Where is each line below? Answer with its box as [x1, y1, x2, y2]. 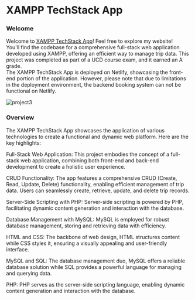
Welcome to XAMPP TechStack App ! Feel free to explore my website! [6, 37, 173, 45]
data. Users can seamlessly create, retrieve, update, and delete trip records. [6, 187, 190, 194]
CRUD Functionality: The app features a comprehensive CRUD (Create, [6, 174, 177, 182]
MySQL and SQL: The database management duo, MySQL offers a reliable [6, 257, 186, 264]
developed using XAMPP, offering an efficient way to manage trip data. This [6, 50, 189, 57]
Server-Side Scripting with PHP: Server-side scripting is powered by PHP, [6, 198, 184, 205]
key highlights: [6, 139, 42, 146]
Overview [6, 114, 35, 122]
